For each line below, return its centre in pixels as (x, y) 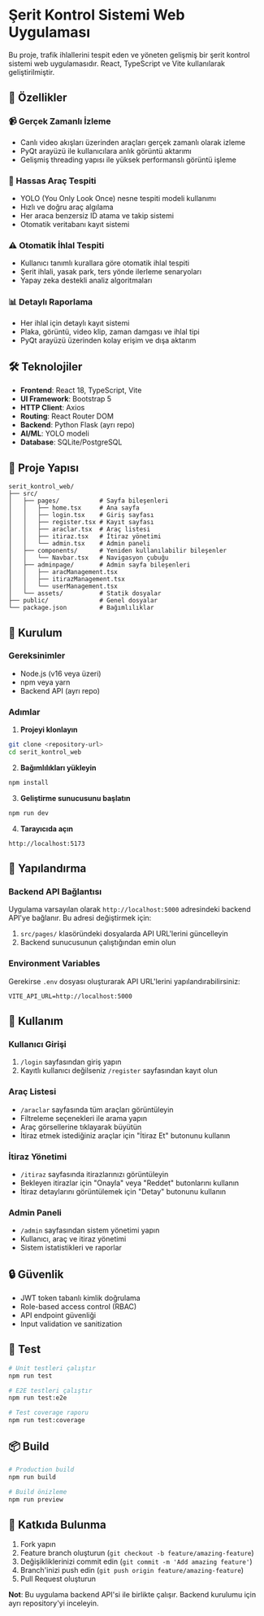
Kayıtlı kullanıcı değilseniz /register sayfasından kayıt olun (119, 1071)
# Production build (41, 1469)
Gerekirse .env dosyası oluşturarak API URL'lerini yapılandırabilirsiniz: (125, 981)
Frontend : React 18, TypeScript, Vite (81, 390)
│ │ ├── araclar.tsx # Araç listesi (80, 530)
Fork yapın (38, 1544)
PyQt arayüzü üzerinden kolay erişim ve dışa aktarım (108, 340)
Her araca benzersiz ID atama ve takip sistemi (97, 215)
